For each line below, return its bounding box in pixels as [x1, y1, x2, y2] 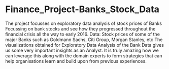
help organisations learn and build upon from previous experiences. [5, 58, 147, 64]
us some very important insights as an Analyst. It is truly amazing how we [5, 47, 159, 53]
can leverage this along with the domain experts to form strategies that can [5, 52, 162, 59]
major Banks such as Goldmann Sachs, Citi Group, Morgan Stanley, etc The [5, 37, 163, 43]
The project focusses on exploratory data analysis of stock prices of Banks [5, 20, 162, 26]
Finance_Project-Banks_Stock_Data [5, 4, 160, 15]
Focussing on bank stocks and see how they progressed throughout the [5, 25, 156, 31]
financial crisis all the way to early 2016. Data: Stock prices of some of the [5, 31, 160, 37]
